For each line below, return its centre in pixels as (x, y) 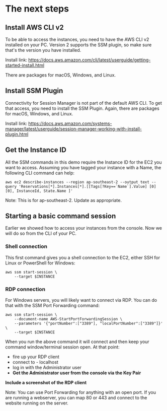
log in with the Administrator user (47, 368)
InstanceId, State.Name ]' (45, 191)
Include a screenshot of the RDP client (46, 383)
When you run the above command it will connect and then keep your (77, 342)
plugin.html (17, 134)
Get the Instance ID (36, 150)
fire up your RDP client (36, 357)
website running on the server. (37, 403)
